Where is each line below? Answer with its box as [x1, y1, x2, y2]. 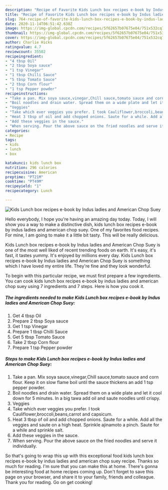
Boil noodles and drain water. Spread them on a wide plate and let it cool [12, 389, 162, 395]
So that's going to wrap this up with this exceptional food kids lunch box [5, 452, 153, 458]
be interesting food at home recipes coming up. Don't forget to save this [5, 468, 154, 474]
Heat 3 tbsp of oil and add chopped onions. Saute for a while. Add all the [12, 416, 162, 422]
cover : [5, 35, 19, 40]
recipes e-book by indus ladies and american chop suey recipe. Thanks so [5, 458, 159, 464]
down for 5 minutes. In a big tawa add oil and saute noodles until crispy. [12, 395, 160, 401]
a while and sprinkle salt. [12, 427, 64, 433]
